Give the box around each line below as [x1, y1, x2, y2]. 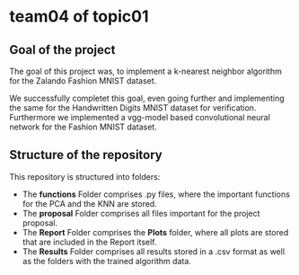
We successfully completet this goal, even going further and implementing [9, 93, 285, 103]
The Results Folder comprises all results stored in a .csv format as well [22, 245, 286, 257]
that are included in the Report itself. [22, 236, 157, 247]
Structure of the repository [9, 147, 163, 163]
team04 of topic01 [9, 6, 149, 27]
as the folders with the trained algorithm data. [22, 255, 191, 266]
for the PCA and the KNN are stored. [22, 198, 157, 208]
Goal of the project [9, 42, 116, 58]
